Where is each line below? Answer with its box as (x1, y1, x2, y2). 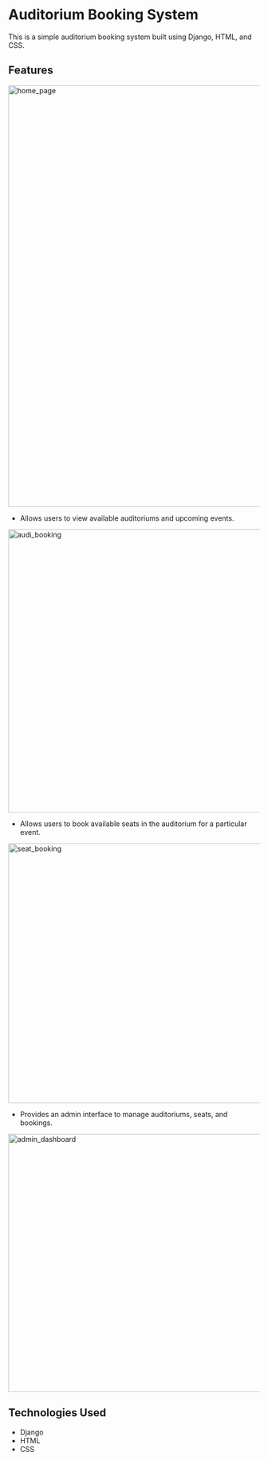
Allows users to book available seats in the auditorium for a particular (19, 819, 247, 828)
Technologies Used (8, 1406, 106, 1420)
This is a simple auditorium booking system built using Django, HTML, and (8, 32, 253, 41)
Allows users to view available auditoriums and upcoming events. (19, 513, 235, 523)
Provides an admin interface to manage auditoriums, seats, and (19, 1109, 228, 1119)
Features (8, 64, 53, 77)
